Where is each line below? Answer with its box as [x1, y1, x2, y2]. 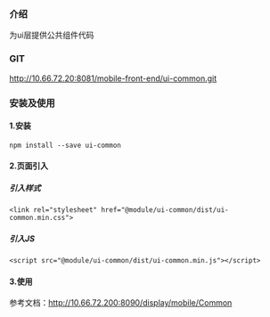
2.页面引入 [9, 160, 49, 171]
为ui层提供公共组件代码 [9, 29, 94, 41]
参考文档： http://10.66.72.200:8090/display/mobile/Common [9, 297, 233, 308]
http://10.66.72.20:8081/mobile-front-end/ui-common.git [9, 73, 217, 84]
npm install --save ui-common [9, 141, 122, 150]
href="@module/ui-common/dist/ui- [101, 206, 229, 215]
